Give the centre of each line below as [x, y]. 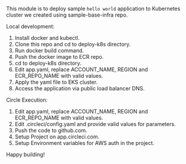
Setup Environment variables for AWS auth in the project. [84, 143]
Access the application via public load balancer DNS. [80, 88]
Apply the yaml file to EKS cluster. [56, 82]
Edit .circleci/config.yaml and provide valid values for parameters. [95, 124]
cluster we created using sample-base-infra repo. [67, 15]
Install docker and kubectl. [47, 38]
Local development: [30, 26]
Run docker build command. [49, 51]
